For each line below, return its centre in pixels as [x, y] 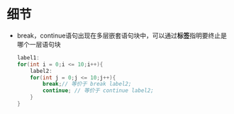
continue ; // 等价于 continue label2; [98, 91]
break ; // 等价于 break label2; [87, 84]
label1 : [28, 57]
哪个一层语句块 [39, 44]
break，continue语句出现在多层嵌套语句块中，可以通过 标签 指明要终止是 [122, 35]
